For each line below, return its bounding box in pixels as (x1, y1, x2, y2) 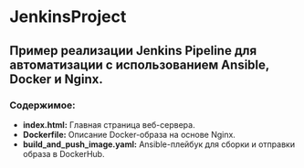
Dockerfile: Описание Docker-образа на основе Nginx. (22, 129, 236, 140)
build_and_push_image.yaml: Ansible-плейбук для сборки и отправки (22, 139, 295, 150)
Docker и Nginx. (9, 71, 103, 87)
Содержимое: (9, 99, 76, 111)
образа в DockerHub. (22, 148, 105, 159)
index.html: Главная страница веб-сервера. (22, 119, 195, 130)
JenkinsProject (9, 6, 127, 27)
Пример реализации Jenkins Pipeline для (9, 43, 257, 58)
